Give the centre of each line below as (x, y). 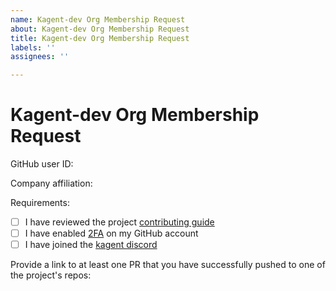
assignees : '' (40, 57)
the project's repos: (51, 275)
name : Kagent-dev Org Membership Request (98, 19)
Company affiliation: (51, 183)
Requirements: (40, 203)
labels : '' (33, 47)
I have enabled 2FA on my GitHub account (111, 233)
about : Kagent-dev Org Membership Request (100, 29)
